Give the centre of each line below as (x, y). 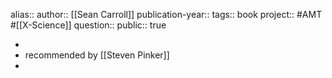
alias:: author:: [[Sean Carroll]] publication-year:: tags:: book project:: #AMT (166, 14)
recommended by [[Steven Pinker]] (97, 55)
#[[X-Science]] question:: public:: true (88, 25)
